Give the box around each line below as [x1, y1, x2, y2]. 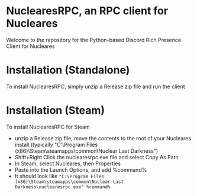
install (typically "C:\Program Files [14, 141, 98, 148]
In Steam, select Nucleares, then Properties [14, 160, 121, 167]
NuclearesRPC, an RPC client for [6, 4, 169, 18]
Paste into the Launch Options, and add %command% [14, 166, 147, 173]
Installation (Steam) [6, 104, 105, 117]
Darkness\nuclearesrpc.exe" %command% [14, 184, 111, 190]
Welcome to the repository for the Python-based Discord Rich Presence [6, 36, 182, 43]
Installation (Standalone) [6, 63, 130, 77]
